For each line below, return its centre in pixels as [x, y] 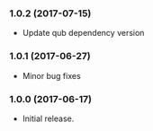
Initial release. [48, 118]
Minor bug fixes [51, 75]
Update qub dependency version [83, 33]
